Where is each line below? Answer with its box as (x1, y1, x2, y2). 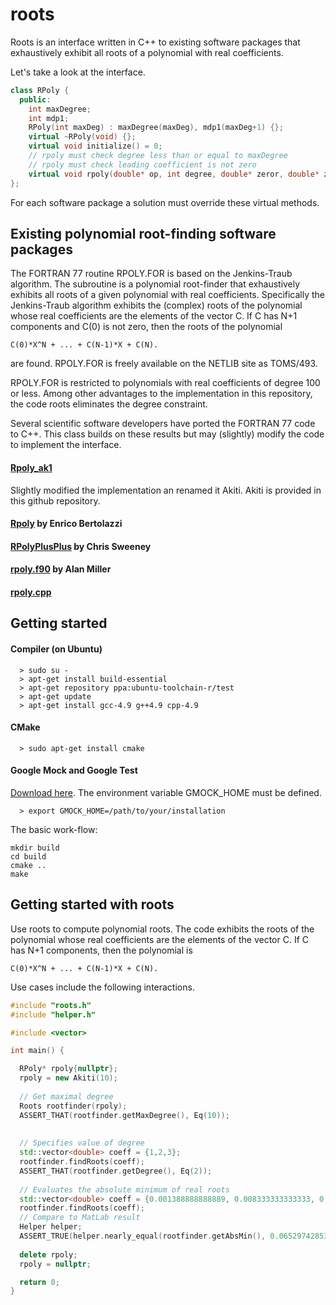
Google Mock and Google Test (10, 764, 138, 777)
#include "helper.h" (10, 1009, 97, 1020)
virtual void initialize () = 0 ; (28, 141, 163, 152)
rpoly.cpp (10, 586, 52, 598)
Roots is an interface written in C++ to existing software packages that (10, 36, 301, 48)
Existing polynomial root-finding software (10, 225, 277, 242)
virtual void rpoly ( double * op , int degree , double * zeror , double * (28, 169, 320, 179)
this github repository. (10, 494, 101, 507)
